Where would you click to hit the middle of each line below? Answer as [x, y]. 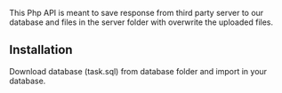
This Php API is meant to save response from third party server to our [137, 13]
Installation [41, 50]
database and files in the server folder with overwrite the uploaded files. [141, 22]
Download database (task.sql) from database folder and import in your [138, 71]
